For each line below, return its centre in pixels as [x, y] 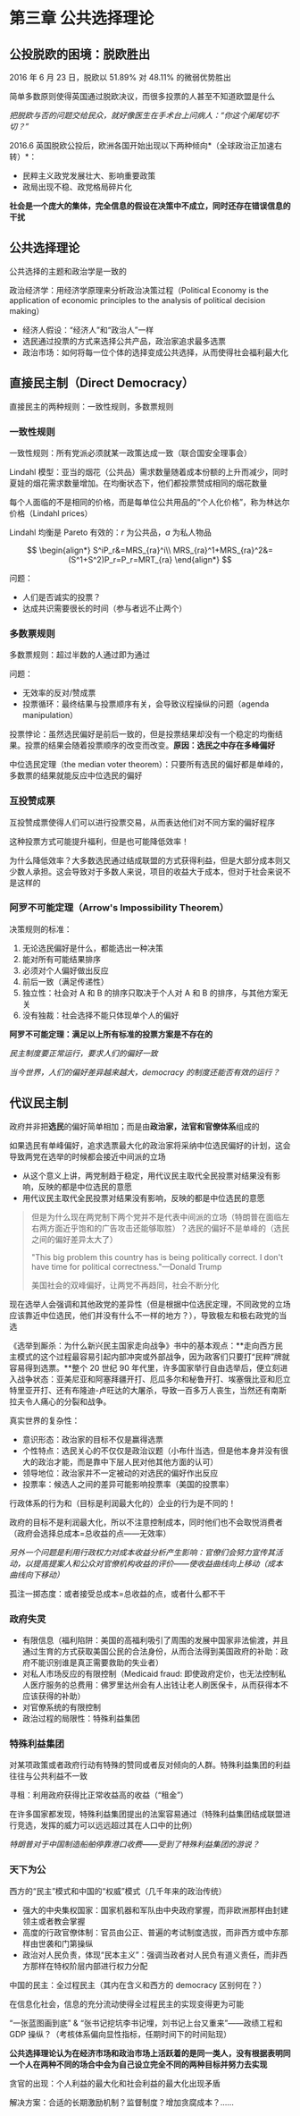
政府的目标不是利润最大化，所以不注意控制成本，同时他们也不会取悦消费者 [146, 1522]
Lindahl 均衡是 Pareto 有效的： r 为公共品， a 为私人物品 [111, 532]
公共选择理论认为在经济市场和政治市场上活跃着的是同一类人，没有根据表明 [146, 2053]
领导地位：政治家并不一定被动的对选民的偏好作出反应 [120, 1473]
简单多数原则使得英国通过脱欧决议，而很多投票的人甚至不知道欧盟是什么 [142, 96]
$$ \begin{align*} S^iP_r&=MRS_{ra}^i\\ [99, 550]
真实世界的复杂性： [45, 1420]
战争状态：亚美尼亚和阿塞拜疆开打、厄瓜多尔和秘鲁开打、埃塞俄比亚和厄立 [154, 1379]
